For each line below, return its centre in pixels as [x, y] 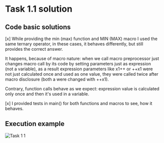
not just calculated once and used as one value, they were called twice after [82, 74]
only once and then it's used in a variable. [47, 94]
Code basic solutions [38, 27]
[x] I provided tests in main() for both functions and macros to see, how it [79, 103]
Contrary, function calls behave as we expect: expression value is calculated [82, 89]
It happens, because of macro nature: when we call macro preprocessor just [82, 59]
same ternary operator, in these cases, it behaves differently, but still [74, 44]
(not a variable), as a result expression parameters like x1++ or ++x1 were [79, 69]
